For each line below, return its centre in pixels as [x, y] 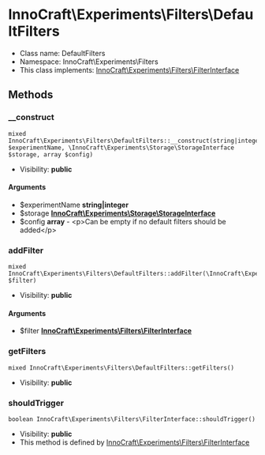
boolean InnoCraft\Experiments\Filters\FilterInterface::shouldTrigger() [132, 419]
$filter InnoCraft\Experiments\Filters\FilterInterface [105, 331]
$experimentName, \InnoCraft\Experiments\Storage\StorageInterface [121, 148]
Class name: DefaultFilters [62, 53]
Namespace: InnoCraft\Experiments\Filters [89, 62]
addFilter [26, 250]
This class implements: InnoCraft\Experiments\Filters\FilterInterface [129, 70]
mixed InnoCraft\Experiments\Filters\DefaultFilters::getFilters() [121, 368]
